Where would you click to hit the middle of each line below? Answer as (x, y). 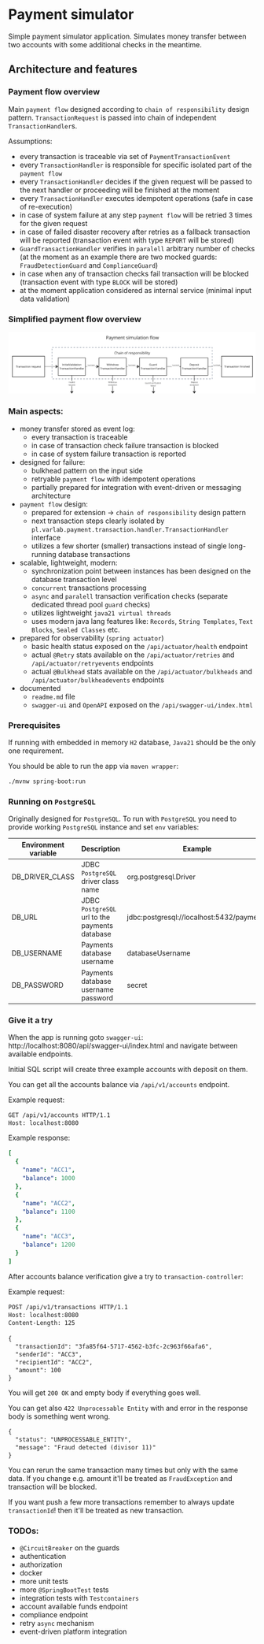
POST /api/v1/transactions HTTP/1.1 (68, 1307)
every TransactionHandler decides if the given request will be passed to (136, 181)
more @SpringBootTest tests (64, 1590)
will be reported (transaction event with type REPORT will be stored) (126, 240)
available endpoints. (40, 1054)
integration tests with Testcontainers (79, 1598)
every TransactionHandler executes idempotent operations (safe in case (136, 198)
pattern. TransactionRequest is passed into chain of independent (112, 117)
